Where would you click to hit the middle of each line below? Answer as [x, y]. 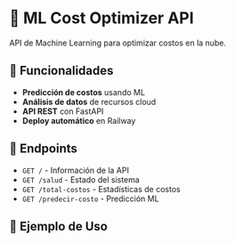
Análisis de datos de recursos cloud [89, 101]
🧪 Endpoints [44, 149]
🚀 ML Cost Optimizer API [101, 18]
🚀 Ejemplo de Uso [59, 226]
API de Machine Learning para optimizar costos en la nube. [118, 43]
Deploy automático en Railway [79, 120]
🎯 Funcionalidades [61, 71]
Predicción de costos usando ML [83, 92]
